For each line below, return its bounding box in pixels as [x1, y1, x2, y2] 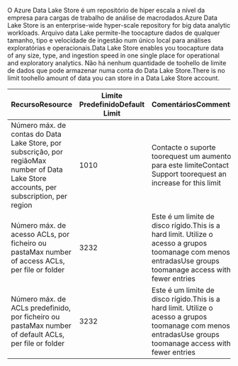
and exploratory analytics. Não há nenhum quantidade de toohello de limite [7, 59, 227, 67]
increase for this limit [151, 178, 221, 187]
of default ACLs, [11, 330, 65, 339]
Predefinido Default [79, 99, 145, 109]
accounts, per [11, 182, 57, 192]
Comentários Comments [151, 99, 234, 109]
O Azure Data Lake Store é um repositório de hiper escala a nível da [7, 6, 205, 14]
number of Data [11, 165, 64, 174]
